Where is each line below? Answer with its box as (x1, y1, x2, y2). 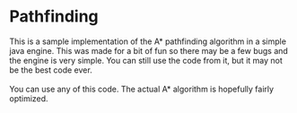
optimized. (9, 92, 48, 104)
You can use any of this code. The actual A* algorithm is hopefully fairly (9, 83, 275, 94)
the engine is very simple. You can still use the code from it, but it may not (9, 55, 283, 65)
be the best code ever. (9, 65, 92, 75)
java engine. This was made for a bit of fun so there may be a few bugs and (9, 45, 289, 56)
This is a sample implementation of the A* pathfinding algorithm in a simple (9, 36, 287, 47)
